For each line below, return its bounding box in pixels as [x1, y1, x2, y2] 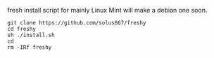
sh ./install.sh [7, 31, 55, 38]
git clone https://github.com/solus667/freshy [7, 20, 146, 27]
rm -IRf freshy [7, 44, 52, 51]
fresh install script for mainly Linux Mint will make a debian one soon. [7, 6, 208, 14]
